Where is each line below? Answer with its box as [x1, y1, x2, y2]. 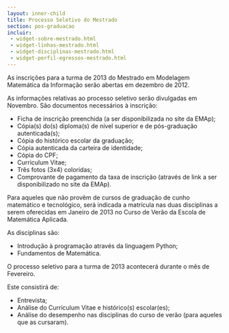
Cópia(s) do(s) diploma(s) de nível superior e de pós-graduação [16, 121, 198, 130]
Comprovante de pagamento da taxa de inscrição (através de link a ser [16, 173, 217, 181]
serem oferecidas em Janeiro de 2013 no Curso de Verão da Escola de [7, 208, 206, 216]
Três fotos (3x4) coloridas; [16, 165, 92, 173]
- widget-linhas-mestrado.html [10, 42, 99, 49]
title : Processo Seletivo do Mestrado [7, 16, 118, 23]
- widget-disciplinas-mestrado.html [10, 49, 115, 56]
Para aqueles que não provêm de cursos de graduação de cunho [7, 193, 190, 201]
